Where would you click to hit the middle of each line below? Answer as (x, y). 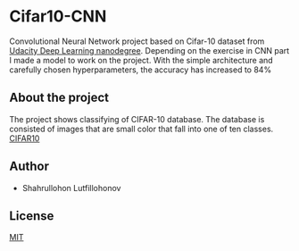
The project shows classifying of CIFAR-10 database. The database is (137, 119)
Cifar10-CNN (58, 17)
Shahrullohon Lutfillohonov (71, 188)
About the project (59, 98)
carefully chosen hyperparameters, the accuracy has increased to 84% (141, 70)
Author (29, 167)
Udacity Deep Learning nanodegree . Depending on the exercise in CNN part (149, 50)
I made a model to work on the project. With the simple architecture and (141, 60)
